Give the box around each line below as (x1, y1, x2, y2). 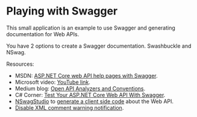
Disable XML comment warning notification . (14, 104, 124, 111)
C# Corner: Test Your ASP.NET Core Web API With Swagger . (14, 91, 166, 98)
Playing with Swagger (6, 4, 118, 18)
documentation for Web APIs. (6, 30, 80, 37)
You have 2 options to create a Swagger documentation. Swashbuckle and (6, 42, 192, 49)
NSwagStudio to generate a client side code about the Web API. (14, 98, 174, 105)
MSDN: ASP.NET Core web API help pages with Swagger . (14, 72, 158, 79)
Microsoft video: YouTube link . (14, 78, 90, 86)
